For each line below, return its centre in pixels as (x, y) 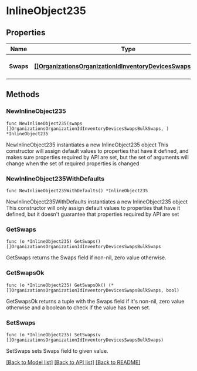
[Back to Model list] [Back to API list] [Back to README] (73, 362)
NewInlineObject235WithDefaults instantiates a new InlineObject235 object (97, 202)
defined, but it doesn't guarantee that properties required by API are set (93, 214)
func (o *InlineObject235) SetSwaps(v (53, 335)
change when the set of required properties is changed (73, 163)
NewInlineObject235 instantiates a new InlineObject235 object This (87, 145)
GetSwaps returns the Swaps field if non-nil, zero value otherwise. (86, 258)
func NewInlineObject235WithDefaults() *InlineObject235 (77, 190)
